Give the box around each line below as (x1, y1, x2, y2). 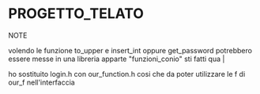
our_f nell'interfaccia (8, 78, 75, 87)
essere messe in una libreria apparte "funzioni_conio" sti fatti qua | (8, 54, 225, 63)
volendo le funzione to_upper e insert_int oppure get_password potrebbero (8, 45, 253, 55)
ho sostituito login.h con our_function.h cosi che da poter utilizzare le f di (8, 69, 246, 78)
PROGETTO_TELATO (8, 5, 145, 23)
